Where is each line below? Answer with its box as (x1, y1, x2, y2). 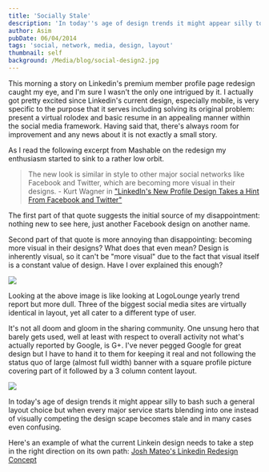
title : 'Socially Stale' (8, 11, 91, 20)
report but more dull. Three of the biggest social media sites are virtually (8, 299, 247, 309)
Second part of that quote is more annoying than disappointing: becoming (8, 234, 252, 244)
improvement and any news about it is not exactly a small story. (8, 129, 218, 139)
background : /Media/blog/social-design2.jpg (8, 57, 159, 65)
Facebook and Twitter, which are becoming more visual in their (27, 177, 236, 187)
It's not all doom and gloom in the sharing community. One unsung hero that (8, 323, 259, 333)
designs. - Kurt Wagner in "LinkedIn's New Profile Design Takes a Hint (27, 186, 259, 196)
